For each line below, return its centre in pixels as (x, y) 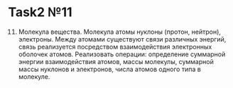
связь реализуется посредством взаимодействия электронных (115, 46)
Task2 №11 (40, 12)
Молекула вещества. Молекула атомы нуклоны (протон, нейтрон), (119, 32)
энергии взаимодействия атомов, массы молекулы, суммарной (116, 61)
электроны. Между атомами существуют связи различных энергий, (122, 39)
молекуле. (34, 76)
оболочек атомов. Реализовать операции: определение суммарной (122, 54)
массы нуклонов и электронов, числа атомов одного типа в (109, 69)
